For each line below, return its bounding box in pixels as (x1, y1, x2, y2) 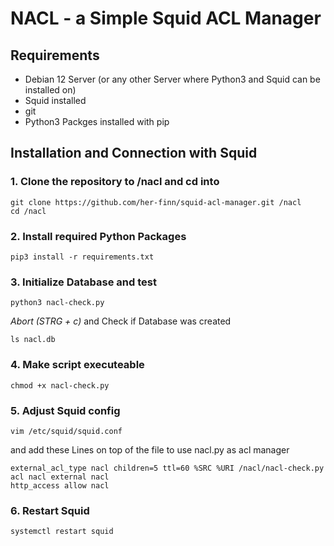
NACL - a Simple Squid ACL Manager (10, 7, 322, 30)
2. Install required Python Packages (10, 229, 187, 243)
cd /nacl (10, 206, 47, 216)
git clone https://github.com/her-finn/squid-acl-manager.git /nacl (10, 197, 302, 207)
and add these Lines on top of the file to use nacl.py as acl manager (10, 443, 290, 456)
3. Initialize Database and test (10, 275, 157, 289)
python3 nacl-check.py (10, 298, 105, 308)
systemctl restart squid (10, 527, 114, 537)
